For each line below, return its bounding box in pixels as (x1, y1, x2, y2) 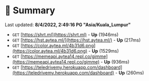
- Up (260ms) (115, 69, 144, 76)
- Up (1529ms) (88, 48, 119, 54)
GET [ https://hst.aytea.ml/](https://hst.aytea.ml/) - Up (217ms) (12, 37, 141, 43)
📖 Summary (5, 5, 55, 16)
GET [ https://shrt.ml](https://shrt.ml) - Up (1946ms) (12, 31, 119, 37)
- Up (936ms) (100, 58, 130, 65)
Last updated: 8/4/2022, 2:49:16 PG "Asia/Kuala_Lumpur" (5, 22, 131, 28)
